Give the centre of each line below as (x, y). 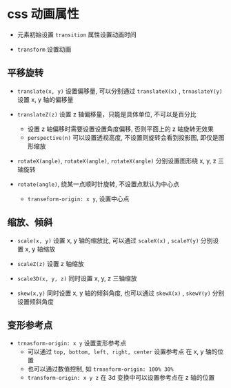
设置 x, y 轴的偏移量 (45, 99)
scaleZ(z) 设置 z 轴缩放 (50, 263)
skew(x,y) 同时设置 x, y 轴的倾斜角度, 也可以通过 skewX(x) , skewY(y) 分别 (121, 293)
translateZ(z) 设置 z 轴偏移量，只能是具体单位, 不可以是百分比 (107, 114)
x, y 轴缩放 (40, 249)
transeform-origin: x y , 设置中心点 (78, 198)
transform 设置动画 (44, 49)
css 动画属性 (43, 14)
